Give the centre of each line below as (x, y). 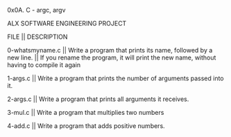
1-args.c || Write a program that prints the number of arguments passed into (115, 78)
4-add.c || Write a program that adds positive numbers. (86, 126)
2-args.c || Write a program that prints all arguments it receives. (98, 99)
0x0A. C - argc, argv (36, 10)
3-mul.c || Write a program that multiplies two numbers (86, 112)
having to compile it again (44, 65)
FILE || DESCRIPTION (37, 37)
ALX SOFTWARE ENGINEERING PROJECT (67, 23)
